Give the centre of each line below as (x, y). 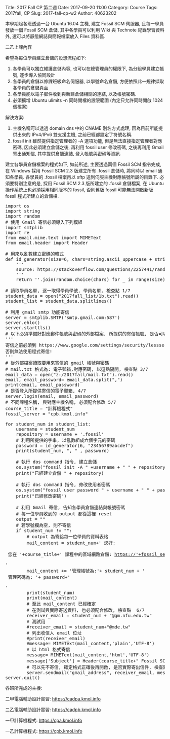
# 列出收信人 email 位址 (54, 633)
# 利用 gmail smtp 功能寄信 (37, 312)
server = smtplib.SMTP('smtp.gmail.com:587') (63, 318)
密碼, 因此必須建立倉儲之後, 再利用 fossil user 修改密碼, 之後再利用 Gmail (88, 147)
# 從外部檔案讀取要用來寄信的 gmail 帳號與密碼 (57, 363)
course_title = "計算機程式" (39, 409)
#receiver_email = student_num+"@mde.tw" (79, 627)
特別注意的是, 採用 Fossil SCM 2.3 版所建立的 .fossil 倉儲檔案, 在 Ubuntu (89, 183)
